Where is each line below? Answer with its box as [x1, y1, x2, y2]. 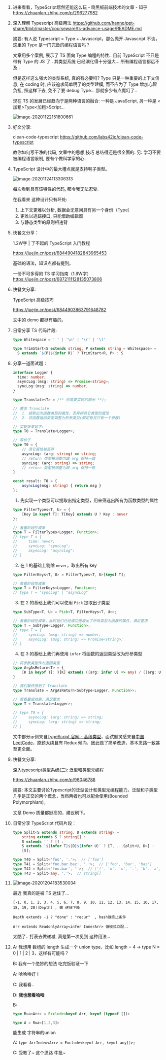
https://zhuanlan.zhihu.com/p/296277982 [12, 10, 98, 16]
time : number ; [17, 375, 46, 379]
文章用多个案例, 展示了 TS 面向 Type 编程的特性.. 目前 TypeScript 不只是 [12, 52, 159, 58]
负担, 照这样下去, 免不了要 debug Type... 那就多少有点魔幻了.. [12, 88, 137, 93]
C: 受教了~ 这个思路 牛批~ [12, 1050, 66, 1056]
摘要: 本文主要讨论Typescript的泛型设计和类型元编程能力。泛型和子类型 [12, 786, 158, 792]
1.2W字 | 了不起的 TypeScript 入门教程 [12, 240, 90, 246]
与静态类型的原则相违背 [20, 219, 68, 225]
